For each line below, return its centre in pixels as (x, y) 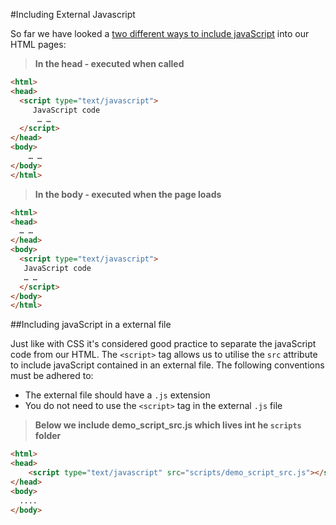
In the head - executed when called (109, 63)
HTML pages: (38, 44)
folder (48, 436)
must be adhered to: (52, 376)
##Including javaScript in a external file (91, 325)
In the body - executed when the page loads (128, 194)
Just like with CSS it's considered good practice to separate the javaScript (163, 344)
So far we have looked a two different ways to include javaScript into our (160, 33)
